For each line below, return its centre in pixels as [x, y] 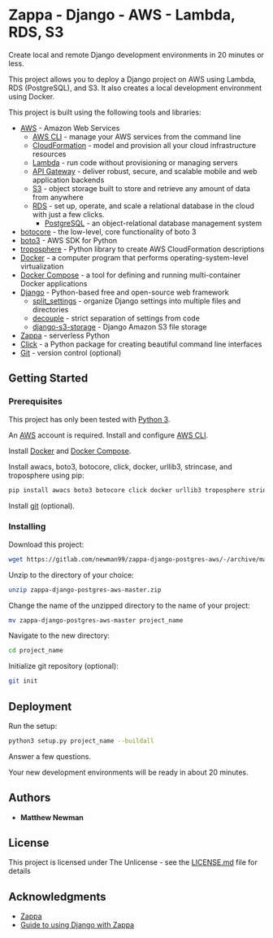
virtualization [42, 266]
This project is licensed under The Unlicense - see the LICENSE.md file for [133, 862]
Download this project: [46, 544]
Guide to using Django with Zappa [77, 925]
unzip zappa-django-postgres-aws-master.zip [85, 590]
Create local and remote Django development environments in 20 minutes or [136, 55]
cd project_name [36, 651]
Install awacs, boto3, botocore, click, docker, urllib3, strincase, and [121, 466]
